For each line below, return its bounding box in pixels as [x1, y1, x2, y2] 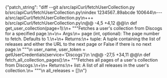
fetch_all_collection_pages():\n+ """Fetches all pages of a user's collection [5, 57, 158, 63]
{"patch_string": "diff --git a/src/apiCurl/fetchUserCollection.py [5, 4, 135, 10]
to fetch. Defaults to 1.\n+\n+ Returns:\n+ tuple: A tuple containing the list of [5, 36, 161, 42]
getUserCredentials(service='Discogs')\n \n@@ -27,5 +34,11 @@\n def [5, 52, 151, 58]
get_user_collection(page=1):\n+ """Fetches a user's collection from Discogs [5, 25, 163, 31]
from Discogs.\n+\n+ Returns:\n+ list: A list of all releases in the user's [5, 62, 150, 68]
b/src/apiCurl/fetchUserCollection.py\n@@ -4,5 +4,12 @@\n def [5, 20, 137, 26]
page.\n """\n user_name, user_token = [5, 47, 86, 52]
